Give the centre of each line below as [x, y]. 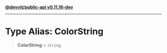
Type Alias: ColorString [54, 32]
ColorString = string [39, 45]
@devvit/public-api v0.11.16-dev [39, 7]
